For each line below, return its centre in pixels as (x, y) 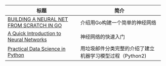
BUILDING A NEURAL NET (38, 19)
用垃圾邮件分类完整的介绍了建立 (117, 49)
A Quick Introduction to (34, 33)
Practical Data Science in (37, 49)
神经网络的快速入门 (103, 37)
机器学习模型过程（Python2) (113, 56)
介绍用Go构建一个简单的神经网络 (118, 23)
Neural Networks (27, 40)
